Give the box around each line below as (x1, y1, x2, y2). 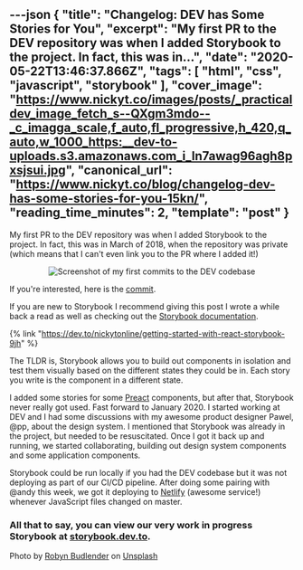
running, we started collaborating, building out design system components (9, 440, 287, 451)
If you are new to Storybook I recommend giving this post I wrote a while (9, 300, 280, 311)
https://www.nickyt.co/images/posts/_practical (15, 92, 293, 108)
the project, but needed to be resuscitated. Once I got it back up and (9, 430, 265, 442)
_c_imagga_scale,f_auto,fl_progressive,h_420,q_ (9, 120, 292, 136)
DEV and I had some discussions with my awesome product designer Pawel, (9, 411, 294, 422)
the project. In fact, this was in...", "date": (9, 50, 249, 65)
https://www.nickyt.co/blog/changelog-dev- (15, 176, 276, 193)
